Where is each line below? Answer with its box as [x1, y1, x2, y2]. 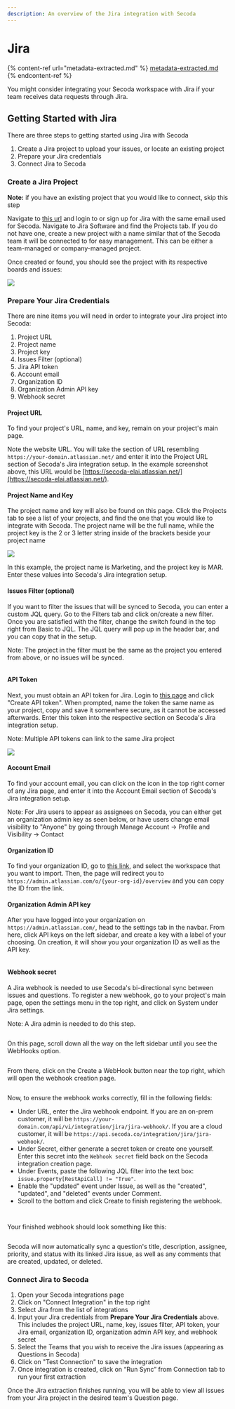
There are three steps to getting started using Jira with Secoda [7, 131, 189, 140]
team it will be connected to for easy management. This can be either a [7, 236, 213, 245]
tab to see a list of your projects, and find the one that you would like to [7, 514, 213, 523]
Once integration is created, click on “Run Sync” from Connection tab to [17, 1365, 226, 1373]
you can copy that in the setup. [7, 632, 97, 641]
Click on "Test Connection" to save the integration [17, 1357, 163, 1365]
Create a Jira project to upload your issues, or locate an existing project [17, 145, 224, 153]
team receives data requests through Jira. [7, 92, 128, 100]
